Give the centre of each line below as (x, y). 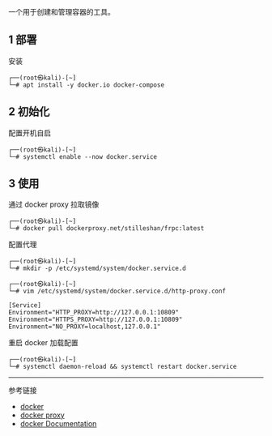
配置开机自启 (30, 133)
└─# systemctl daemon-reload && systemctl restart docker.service (123, 367)
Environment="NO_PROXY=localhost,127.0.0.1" (85, 327)
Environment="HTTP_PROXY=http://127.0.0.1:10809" (94, 313)
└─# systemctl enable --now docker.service (83, 156)
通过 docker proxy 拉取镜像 (54, 204)
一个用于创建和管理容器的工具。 (62, 12)
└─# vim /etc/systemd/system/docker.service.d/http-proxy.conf (117, 291)
